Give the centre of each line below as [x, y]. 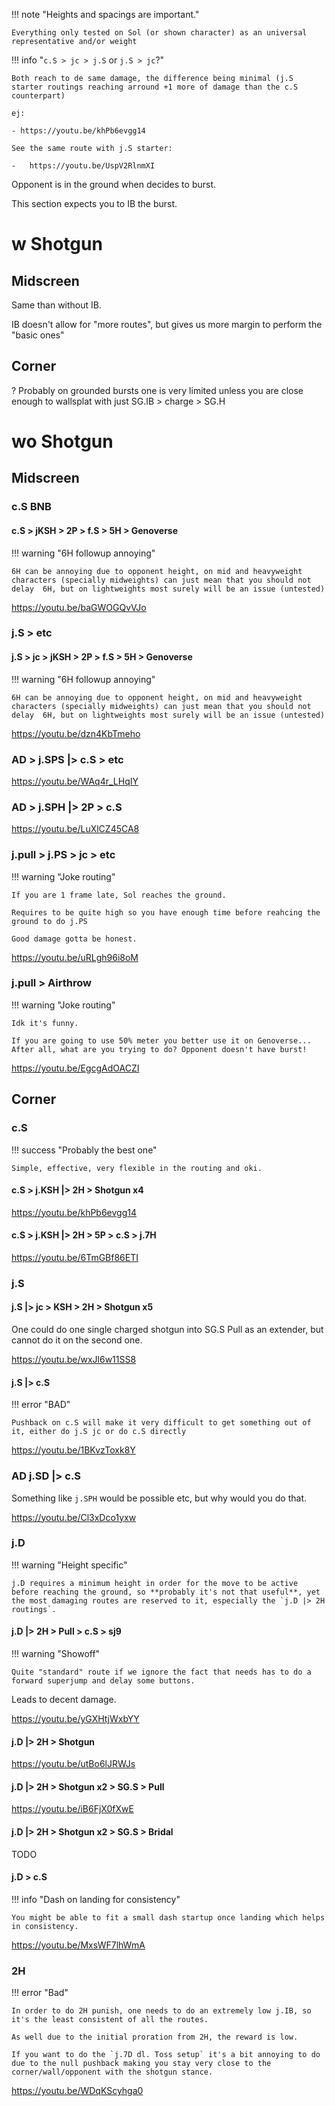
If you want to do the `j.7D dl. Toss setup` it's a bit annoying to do [166, 2055]
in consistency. [45, 1926]
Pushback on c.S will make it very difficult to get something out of [161, 1423]
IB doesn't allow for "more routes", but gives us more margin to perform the [167, 324]
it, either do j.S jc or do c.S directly [99, 1432]
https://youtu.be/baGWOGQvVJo [79, 607]
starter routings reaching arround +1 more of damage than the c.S [155, 87]
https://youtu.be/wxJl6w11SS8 [74, 1360]
